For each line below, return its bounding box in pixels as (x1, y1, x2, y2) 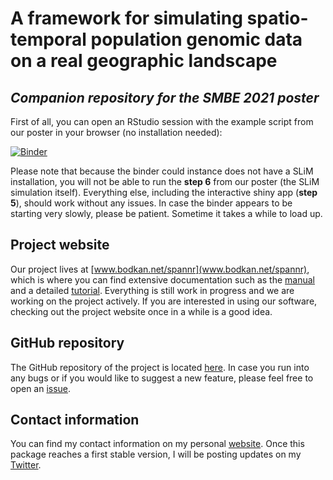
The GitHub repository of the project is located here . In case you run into (10, 361, 310, 373)
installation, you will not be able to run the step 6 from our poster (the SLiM (10, 176, 320, 187)
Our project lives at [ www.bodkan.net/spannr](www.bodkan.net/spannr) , (10, 263, 310, 275)
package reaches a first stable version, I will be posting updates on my (10, 448, 302, 461)
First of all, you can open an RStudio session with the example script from (10, 116, 314, 127)
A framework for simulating (10, 7, 243, 30)
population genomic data (90, 28, 303, 51)
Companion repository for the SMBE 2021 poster (10, 89, 320, 106)
